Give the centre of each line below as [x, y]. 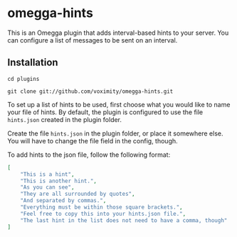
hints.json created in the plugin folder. [65, 119]
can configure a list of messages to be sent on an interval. [93, 40]
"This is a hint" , [47, 174]
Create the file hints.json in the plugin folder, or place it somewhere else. [115, 133]
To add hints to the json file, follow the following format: [89, 155]
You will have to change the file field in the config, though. [93, 140]
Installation [33, 63]
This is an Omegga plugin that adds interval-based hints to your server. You [118, 33]
